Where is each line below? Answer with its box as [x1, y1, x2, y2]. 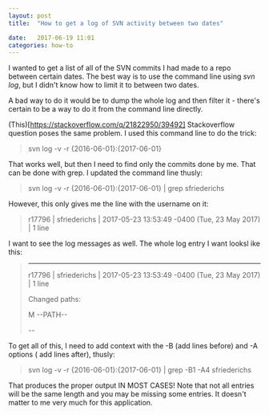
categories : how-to [8, 41, 74, 49]
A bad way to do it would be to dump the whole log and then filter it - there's [8, 96, 260, 105]
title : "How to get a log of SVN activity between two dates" [8, 19, 224, 27]
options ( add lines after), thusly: [8, 350, 115, 360]
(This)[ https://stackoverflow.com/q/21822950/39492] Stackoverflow [8, 120, 235, 129]
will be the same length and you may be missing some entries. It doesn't [8, 389, 247, 399]
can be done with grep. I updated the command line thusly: [8, 168, 203, 177]
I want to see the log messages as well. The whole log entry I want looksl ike [8, 238, 260, 249]
